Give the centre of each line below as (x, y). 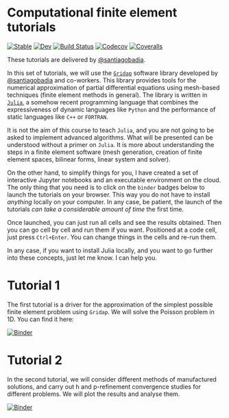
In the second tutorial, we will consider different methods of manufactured (112, 379)
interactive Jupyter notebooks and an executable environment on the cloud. (114, 179)
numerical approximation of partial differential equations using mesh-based (113, 87)
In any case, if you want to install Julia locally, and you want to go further (110, 250)
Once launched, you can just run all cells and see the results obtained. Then (114, 222)
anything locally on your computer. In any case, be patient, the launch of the (115, 201)
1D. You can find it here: (40, 319)
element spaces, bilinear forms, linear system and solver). (89, 159)
